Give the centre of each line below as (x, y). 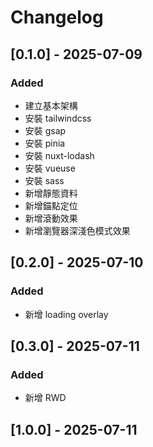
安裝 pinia (45, 143)
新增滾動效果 (51, 218)
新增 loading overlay (66, 314)
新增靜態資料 (51, 193)
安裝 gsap (45, 130)
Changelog (57, 17)
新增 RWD (45, 398)
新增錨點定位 (51, 205)
